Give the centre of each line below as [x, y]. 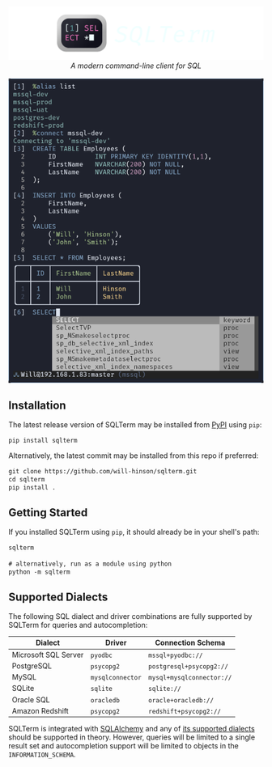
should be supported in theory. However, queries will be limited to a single [132, 737]
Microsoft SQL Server [48, 655]
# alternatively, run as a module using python [90, 564]
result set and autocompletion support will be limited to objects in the [123, 746]
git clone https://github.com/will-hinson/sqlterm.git [103, 472]
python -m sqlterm [39, 572]
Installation [37, 405]
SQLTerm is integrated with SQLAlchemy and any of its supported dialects [132, 729]
